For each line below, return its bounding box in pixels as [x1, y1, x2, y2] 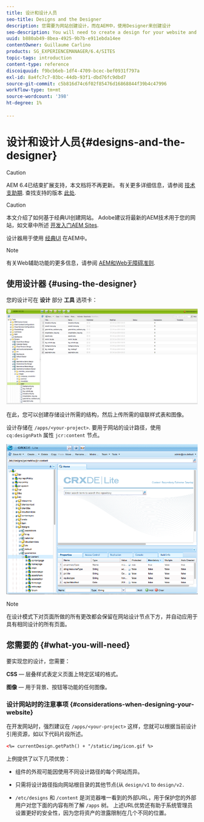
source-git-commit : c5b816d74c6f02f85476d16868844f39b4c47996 [6, 80, 167, 87]
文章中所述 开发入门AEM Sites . [22, 221, 99, 229]
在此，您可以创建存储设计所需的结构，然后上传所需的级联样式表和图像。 [6, 411, 187, 418]
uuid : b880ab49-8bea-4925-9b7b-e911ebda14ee [6, 35, 121, 42]
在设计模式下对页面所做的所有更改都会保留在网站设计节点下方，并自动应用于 [6, 613, 198, 620]
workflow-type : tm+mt [6, 87, 61, 93]
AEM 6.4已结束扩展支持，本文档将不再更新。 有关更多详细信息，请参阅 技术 [6, 181, 195, 188]
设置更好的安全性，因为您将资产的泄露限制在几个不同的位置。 [15, 809, 170, 817]
